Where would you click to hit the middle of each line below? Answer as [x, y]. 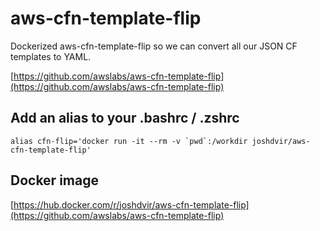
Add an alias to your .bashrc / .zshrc [125, 118]
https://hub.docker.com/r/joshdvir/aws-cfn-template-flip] [131, 204]
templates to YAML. [51, 56]
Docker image [54, 180]
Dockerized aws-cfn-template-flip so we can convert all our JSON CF [154, 46]
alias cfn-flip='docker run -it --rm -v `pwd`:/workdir [129, 141]
